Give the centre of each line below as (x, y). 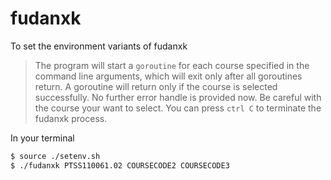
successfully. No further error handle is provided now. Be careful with (178, 97)
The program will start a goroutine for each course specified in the (172, 65)
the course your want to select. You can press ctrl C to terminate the (178, 108)
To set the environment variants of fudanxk (99, 46)
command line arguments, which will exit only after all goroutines (168, 76)
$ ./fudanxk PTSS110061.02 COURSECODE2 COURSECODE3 (120, 165)
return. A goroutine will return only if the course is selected (156, 86)
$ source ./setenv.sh (55, 156)
